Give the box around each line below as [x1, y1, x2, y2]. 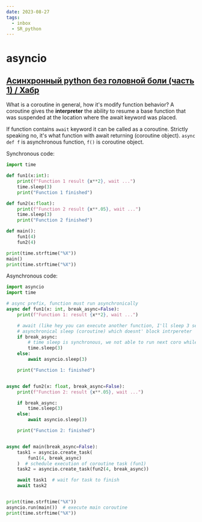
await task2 [17, 483, 47, 489]
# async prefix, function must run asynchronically [6, 301, 138, 307]
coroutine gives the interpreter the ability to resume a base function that [6, 107, 186, 115]
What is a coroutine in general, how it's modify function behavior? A [6, 101, 174, 109]
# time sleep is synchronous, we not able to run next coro [28, 339, 182, 346]
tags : [6, 14, 20, 21]
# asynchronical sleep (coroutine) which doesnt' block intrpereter [17, 328, 192, 334]
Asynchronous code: [6, 272, 58, 279]
